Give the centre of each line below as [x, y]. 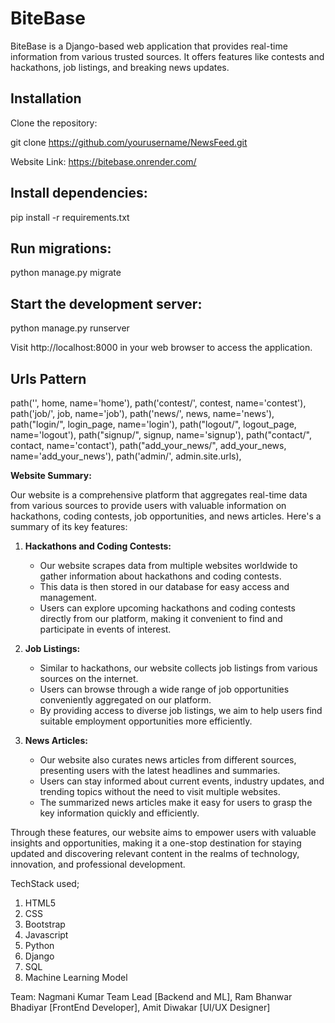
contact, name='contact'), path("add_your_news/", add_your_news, [148, 445]
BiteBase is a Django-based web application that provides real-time [149, 46]
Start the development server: [106, 303]
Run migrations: [61, 248]
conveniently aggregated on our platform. [125, 700]
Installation [46, 98]
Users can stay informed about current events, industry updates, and [182, 781]
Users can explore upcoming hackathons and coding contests [167, 608]
